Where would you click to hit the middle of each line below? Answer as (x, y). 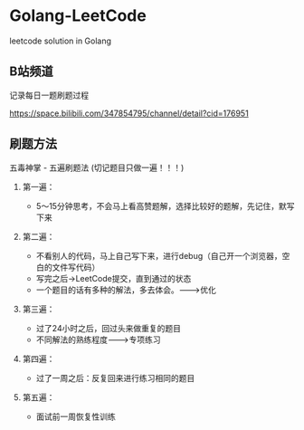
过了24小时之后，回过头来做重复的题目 (108, 328)
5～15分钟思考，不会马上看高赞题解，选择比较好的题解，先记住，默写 (165, 205)
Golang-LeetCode (78, 16)
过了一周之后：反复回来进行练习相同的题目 (115, 377)
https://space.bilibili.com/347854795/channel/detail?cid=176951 (129, 113)
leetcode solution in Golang (60, 41)
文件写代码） (76, 267)
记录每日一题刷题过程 (49, 95)
